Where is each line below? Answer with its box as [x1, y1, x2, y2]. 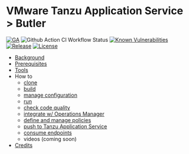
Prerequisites [14, 60, 47, 67]
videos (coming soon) [23, 135, 77, 142]
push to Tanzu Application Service [23, 123, 107, 130]
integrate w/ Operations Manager [23, 110, 105, 117]
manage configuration [23, 91, 78, 99]
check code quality [23, 104, 70, 111]
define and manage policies [23, 116, 92, 123]
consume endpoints [23, 129, 72, 136]
